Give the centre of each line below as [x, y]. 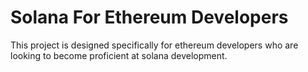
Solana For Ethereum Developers [149, 17]
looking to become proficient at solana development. [119, 55]
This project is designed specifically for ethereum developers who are [154, 45]
